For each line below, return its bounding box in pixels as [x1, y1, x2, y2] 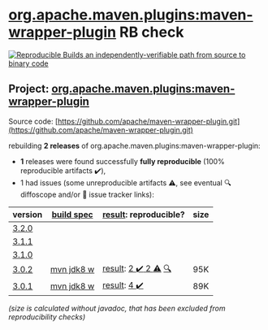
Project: [8, 82, 50, 96]
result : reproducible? [102, 209, 185, 220]
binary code [8, 59, 49, 68]
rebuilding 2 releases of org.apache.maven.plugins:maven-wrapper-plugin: [8, 141, 262, 150]
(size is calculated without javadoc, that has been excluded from [8, 303, 226, 313]
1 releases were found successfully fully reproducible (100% [19, 156, 225, 166]
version [12, 209, 43, 220]
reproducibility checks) [8, 311, 86, 322]
